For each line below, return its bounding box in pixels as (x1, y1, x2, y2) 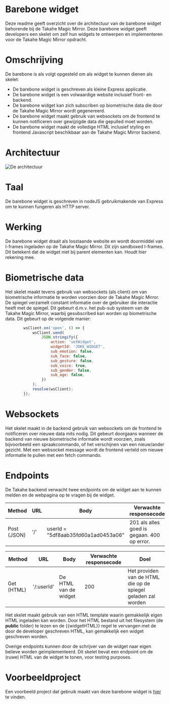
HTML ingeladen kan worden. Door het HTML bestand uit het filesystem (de (5, 617, 163, 623)
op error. (129, 538, 150, 545)
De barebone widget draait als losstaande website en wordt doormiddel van (5, 238, 163, 244)
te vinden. (5, 694, 26, 700)
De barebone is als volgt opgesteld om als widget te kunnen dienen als (5, 71, 153, 77)
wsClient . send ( (32, 330, 65, 335)
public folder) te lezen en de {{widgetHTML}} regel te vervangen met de (5, 622, 156, 629)
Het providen (127, 567, 159, 574)
